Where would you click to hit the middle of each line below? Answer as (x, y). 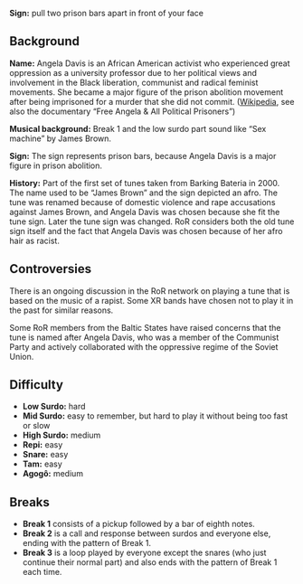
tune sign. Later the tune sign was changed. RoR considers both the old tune (152, 221)
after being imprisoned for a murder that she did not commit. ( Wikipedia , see (152, 101)
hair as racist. (35, 240)
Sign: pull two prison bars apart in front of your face (106, 13)
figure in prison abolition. (56, 165)
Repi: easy (43, 445)
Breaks (29, 502)
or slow (36, 426)
